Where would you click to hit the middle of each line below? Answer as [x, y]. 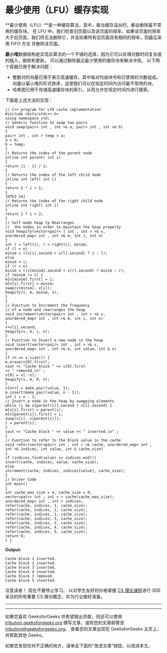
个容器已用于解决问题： [29, 66]
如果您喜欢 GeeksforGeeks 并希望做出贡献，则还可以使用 [64, 616]
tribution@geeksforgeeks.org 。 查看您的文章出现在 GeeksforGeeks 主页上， [83, 629]
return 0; [15, 536]
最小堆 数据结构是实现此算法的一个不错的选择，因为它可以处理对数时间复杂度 [83, 54]
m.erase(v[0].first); [28, 362]
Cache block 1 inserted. [31, 559]
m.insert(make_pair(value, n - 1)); [43, 392]
